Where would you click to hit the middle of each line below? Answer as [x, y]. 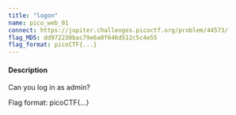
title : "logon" [33, 15]
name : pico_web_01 [38, 23]
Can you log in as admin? [49, 87]
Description [28, 70]
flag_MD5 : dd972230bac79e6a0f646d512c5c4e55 [83, 37]
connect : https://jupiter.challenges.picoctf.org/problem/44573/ [118, 30]
